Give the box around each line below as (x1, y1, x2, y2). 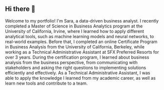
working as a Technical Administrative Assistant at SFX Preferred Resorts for (5, 49, 159, 55)
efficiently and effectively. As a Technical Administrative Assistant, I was (5, 69, 150, 76)
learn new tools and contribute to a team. (5, 80, 88, 86)
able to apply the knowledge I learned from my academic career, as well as (5, 75, 156, 81)
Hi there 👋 (5, 5, 36, 13)
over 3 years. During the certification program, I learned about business (5, 54, 149, 60)
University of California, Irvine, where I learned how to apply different (5, 28, 144, 34)
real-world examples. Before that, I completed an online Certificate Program (5, 39, 158, 45)
